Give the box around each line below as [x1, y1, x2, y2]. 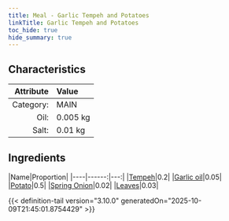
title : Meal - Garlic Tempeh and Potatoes [8, 11, 150, 20]
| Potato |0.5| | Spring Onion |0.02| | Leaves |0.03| [8, 180, 159, 190]
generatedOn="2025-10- [120, 196, 202, 205]
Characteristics [8, 62, 87, 76]
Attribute [14, 86, 50, 97]
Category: [12, 99, 50, 110]
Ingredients [8, 151, 66, 165]
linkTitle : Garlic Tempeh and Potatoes [8, 19, 139, 27]
